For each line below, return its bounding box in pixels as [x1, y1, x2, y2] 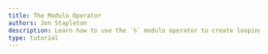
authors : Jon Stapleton [8, 19, 88, 27]
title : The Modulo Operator [8, 11, 102, 20]
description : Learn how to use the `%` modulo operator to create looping [8, 26, 262, 34]
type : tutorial [8, 33, 59, 42]
